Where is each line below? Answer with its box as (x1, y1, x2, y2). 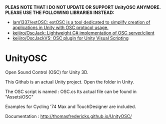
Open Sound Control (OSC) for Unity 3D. (5, 69, 88, 75)
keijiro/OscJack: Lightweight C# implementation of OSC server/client (12, 30, 155, 35)
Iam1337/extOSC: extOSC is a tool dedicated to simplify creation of (12, 19, 150, 25)
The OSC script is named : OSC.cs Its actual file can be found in (5, 88, 137, 94)
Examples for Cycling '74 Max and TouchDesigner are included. (5, 103, 136, 109)
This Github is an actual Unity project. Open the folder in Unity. (5, 78, 134, 84)
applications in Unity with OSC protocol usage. (12, 24, 109, 30)
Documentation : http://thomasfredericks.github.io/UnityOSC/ (5, 113, 132, 119)
